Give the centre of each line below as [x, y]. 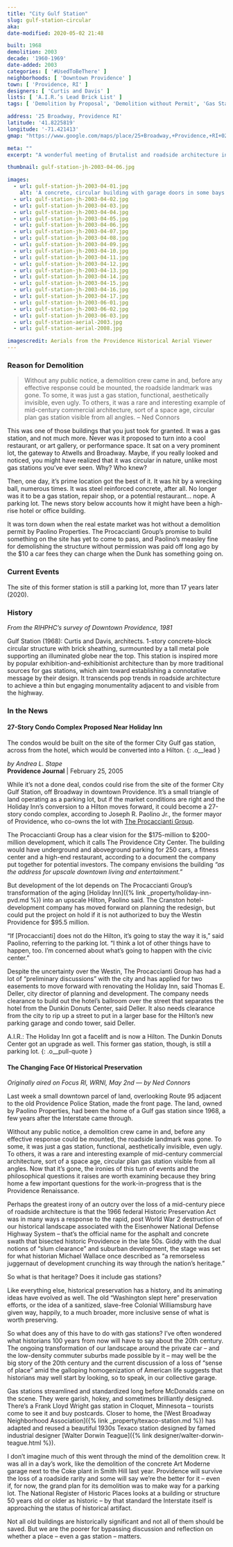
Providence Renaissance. [43, 1191]
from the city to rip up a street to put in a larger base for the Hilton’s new [110, 1016]
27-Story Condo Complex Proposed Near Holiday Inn [85, 727]
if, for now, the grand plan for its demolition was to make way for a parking [113, 1486]
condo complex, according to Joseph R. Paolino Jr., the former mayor [123, 814]
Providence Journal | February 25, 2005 [65, 771]
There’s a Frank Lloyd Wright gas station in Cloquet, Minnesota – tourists [111, 1406]
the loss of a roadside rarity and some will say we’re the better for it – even [114, 1479]
